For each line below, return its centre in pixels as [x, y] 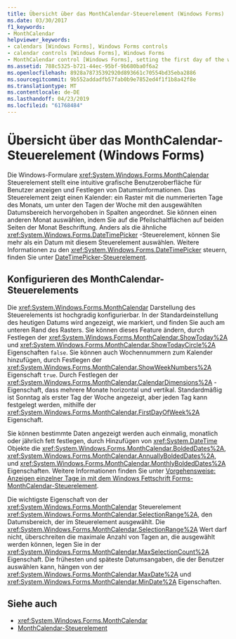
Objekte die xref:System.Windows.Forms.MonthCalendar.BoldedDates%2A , [117, 448]
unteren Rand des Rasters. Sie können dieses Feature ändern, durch [106, 330]
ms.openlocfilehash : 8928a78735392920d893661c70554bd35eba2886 [102, 73]
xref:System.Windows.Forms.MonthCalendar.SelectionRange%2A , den [110, 514]
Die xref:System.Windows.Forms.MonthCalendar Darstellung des [101, 307]
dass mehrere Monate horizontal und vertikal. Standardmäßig [133, 390]
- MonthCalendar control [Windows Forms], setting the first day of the [116, 60]
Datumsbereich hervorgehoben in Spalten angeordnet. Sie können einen [112, 212]
